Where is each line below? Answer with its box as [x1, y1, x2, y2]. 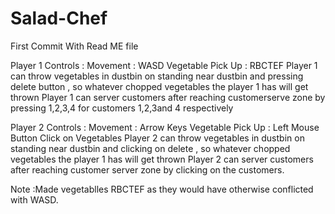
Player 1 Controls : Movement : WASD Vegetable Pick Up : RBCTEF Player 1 [10, 59, 318, 71]
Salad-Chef [10, 7, 108, 30]
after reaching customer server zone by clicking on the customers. [10, 163, 285, 176]
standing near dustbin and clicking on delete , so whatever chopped [10, 142, 291, 154]
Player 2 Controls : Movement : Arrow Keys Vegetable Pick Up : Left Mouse [10, 121, 320, 133]
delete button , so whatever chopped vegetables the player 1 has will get [10, 80, 309, 92]
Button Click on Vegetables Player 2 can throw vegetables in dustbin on [10, 132, 305, 144]
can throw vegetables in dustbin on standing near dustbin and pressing [10, 70, 304, 82]
